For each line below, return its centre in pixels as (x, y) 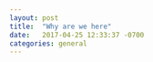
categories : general (49, 43)
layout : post (34, 18)
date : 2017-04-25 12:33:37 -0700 (77, 35)
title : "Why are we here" (61, 26)
